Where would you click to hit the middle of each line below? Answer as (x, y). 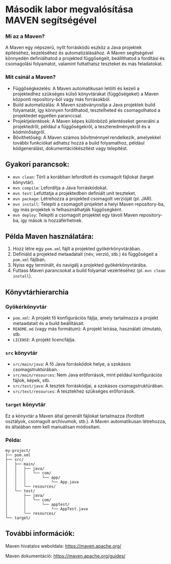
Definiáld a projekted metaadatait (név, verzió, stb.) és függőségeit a (85, 254)
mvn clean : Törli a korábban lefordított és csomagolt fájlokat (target (83, 177)
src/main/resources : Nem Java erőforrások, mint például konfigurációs (87, 375)
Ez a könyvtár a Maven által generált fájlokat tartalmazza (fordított (75, 416)
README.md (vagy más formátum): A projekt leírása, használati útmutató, (87, 329)
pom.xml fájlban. (29, 259)
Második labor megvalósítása (69, 9)
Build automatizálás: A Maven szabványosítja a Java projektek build (84, 105)
